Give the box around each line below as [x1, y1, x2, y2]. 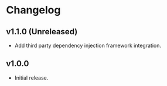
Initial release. [14, 74, 49, 81]
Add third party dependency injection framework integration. [14, 42, 161, 49]
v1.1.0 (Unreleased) [6, 27, 78, 37]
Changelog [6, 3, 61, 17]
